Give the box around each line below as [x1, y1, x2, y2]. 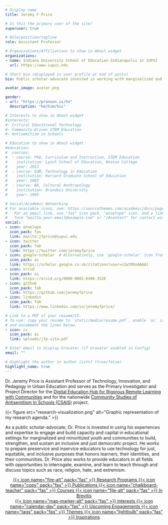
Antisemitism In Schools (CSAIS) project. [5, 399, 89, 405]
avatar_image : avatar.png [5, 85, 59, 91]
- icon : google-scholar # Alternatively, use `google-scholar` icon [5, 252, 153, 258]
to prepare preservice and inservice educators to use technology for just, [5, 446, 156, 452]
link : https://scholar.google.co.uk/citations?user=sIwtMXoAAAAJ [9, 262, 149, 267]
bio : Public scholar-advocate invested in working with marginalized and [5, 76, 162, 81]
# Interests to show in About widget [5, 113, 84, 118]
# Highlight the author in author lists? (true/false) [5, 359, 122, 365]
